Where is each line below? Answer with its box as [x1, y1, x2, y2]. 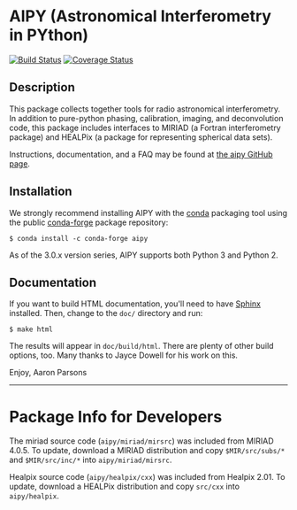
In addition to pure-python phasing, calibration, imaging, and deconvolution [9, 112, 284, 123]
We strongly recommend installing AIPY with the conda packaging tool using [9, 207, 288, 218]
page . [9, 158, 31, 169]
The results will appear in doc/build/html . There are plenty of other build [9, 341, 274, 352]
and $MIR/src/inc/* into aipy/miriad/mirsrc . [9, 454, 172, 466]
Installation [9, 184, 72, 199]
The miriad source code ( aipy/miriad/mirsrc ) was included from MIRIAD [9, 436, 274, 446]
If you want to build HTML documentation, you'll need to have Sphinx [9, 298, 261, 309]
